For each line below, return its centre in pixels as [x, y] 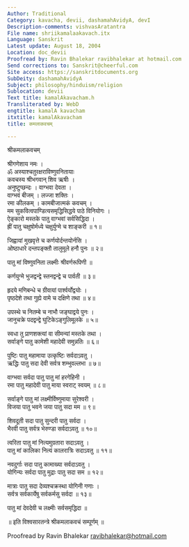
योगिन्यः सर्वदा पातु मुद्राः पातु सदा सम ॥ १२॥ [55, 472]
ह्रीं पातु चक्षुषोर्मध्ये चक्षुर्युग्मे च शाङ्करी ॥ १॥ [55, 226]
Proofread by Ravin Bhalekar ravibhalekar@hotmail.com [87, 536]
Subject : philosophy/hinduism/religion [65, 85]
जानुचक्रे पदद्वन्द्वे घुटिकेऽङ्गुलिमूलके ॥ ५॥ [53, 319]
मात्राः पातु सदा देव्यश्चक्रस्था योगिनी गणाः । [53, 486]
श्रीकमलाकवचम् [24, 150]
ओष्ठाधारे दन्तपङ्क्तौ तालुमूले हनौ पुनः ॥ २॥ [55, 248]
